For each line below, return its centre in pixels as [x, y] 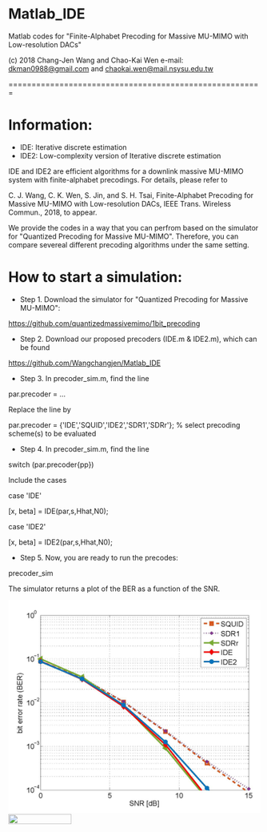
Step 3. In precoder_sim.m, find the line [84, 378]
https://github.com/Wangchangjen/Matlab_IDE [85, 363]
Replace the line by [40, 409]
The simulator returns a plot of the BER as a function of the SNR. [114, 589]
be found [35, 347]
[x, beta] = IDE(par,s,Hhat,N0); [58, 511]
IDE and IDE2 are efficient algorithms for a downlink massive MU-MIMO [126, 171]
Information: [51, 125]
